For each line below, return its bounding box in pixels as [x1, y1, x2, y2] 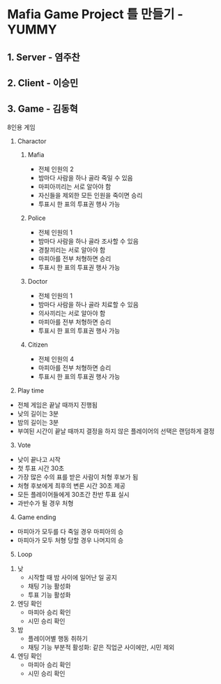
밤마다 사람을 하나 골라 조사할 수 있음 [38, 237, 139, 245]
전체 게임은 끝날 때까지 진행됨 [17, 400, 98, 409]
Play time [17, 386, 44, 395]
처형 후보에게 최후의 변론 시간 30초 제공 [17, 481, 125, 490]
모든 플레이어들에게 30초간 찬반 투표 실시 [17, 490, 130, 498]
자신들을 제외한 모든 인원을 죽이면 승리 [38, 191, 143, 199]
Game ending [17, 513, 56, 521]
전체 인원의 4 [38, 354, 75, 363]
